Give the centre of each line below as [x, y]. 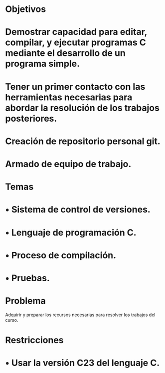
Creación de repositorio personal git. [83, 141]
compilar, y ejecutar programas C [76, 43]
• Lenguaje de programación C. [71, 232]
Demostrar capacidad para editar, [76, 32]
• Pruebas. [27, 278]
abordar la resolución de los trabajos [82, 108]
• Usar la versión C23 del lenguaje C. [82, 363]
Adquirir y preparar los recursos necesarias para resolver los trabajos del [80, 315]
